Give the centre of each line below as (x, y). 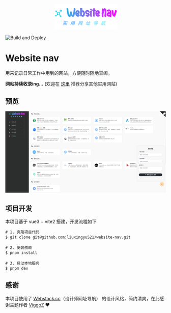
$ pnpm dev (17, 268)
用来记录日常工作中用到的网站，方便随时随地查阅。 (59, 73)
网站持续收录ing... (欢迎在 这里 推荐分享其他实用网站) (61, 83)
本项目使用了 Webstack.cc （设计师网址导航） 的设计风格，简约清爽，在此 (83, 298)
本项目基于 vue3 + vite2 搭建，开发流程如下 (51, 221)
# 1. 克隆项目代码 (22, 232)
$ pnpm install (21, 253)
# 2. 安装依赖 (19, 248)
